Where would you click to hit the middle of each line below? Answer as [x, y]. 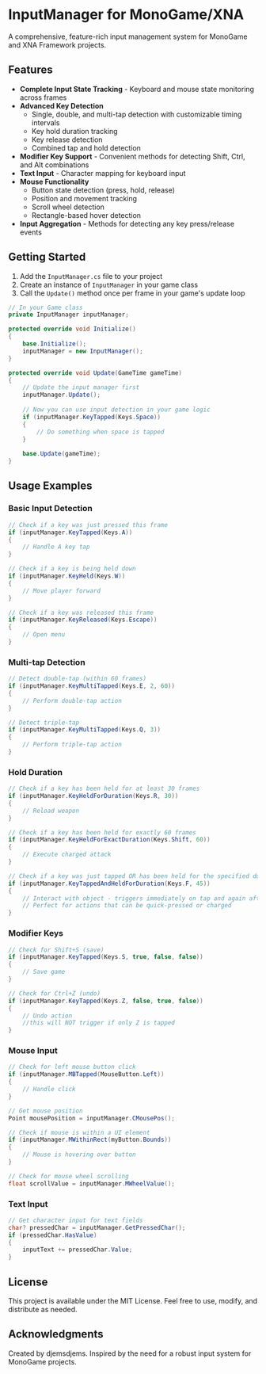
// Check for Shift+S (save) [56, 950]
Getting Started [47, 257]
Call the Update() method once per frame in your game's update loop [132, 293]
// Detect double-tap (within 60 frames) [78, 679]
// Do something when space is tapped [101, 432]
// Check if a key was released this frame [81, 613]
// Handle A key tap [56, 547]
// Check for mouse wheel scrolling [68, 1176]
